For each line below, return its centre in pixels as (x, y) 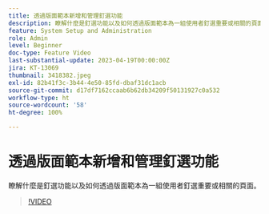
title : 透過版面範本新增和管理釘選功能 (66, 16)
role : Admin (28, 38)
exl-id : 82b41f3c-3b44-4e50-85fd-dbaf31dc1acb (87, 83)
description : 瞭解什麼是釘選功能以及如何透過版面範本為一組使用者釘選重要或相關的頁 (133, 23)
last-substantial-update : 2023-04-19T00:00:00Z (89, 61)
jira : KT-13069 (34, 68)
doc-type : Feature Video (50, 53)
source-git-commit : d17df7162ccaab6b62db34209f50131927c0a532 (114, 90)
